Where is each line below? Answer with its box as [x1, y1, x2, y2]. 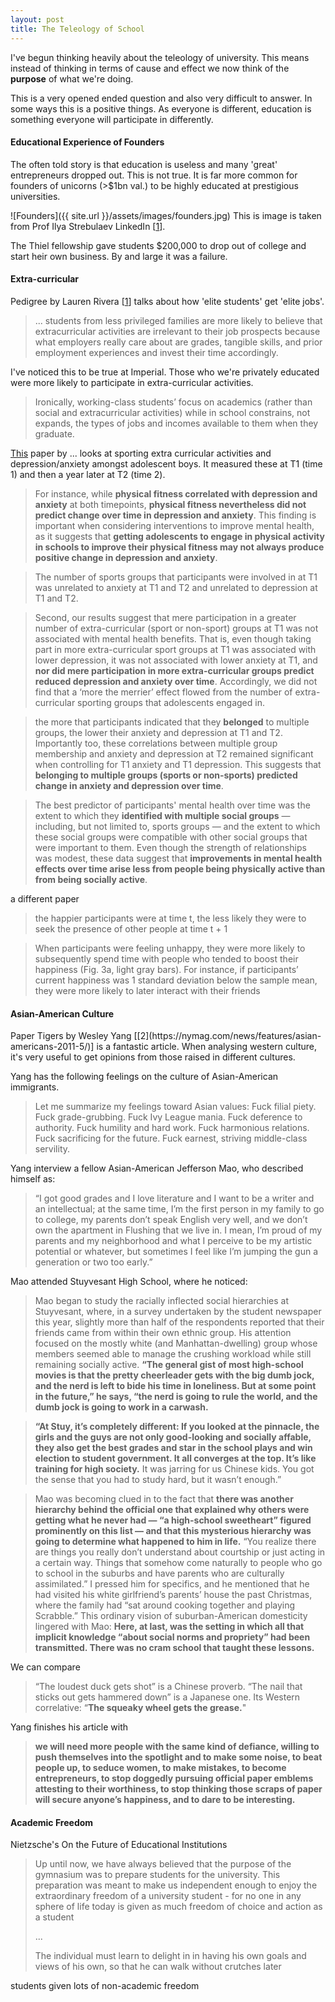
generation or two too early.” [34, 1256, 153, 1268]
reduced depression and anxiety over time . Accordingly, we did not [34, 675, 318, 687]
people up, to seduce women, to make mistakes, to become [34, 1762, 287, 1774]
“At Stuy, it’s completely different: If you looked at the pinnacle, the [34, 1421, 320, 1433]
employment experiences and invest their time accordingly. [34, 346, 279, 358]
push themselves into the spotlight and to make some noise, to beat [34, 1751, 323, 1763]
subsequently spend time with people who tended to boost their [34, 952, 299, 965]
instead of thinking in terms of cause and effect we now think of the [10, 62, 290, 74]
